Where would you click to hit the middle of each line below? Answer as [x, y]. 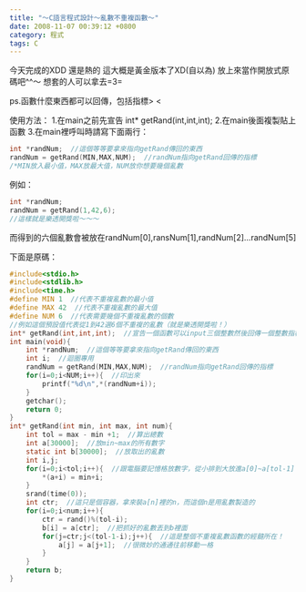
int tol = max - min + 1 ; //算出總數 [95, 435]
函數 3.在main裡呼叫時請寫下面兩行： [79, 132]
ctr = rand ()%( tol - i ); [85, 519]
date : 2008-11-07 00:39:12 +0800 [73, 26]
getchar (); [46, 401]
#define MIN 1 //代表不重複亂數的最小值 [82, 300]
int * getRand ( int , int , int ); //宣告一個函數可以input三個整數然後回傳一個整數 [149, 333]
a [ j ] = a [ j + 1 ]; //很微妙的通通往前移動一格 [136, 545]
